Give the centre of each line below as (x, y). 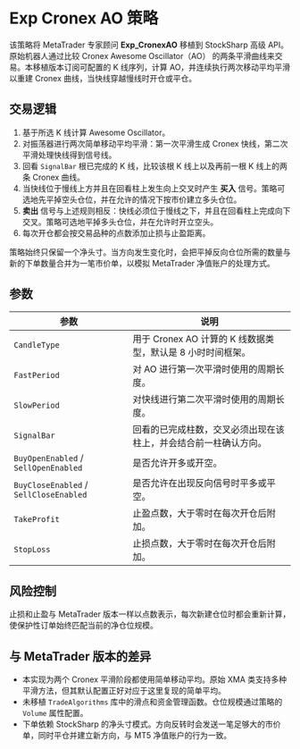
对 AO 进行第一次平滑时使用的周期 (204, 369)
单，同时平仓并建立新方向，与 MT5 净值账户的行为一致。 (127, 736)
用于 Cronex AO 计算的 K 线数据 (199, 339)
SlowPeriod (37, 405)
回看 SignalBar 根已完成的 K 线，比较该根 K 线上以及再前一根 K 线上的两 (154, 165)
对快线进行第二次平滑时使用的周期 (204, 399)
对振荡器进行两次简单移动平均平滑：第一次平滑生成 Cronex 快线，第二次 (155, 143)
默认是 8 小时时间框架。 (201, 352)
